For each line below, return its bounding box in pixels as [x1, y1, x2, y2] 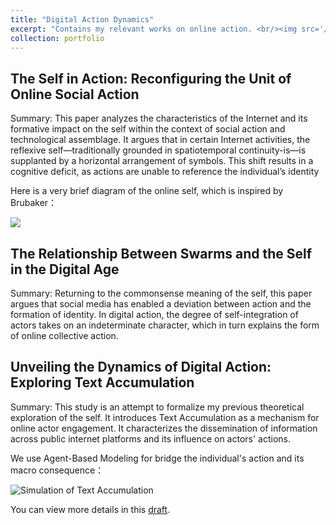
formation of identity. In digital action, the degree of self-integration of [10, 309, 299, 320]
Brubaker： [10, 197, 58, 209]
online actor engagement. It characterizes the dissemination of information [10, 422, 318, 434]
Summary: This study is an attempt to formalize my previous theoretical [10, 401, 305, 413]
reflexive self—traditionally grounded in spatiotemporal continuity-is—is [10, 144, 307, 156]
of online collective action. [10, 330, 119, 341]
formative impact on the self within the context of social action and [10, 123, 286, 135]
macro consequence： [10, 464, 105, 476]
